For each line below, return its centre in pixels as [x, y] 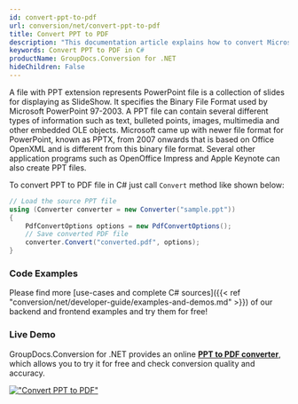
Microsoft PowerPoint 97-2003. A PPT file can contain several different [139, 111]
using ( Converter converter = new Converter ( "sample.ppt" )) [123, 210]
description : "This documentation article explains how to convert [137, 42]
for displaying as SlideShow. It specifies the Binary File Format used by [138, 101]
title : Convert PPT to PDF [59, 34]
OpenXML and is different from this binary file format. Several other [132, 148]
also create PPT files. [48, 167]
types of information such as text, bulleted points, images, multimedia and [145, 120]
